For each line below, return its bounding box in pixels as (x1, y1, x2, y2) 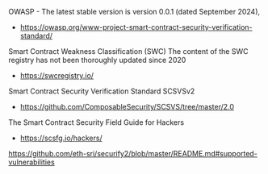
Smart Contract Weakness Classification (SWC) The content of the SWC (8, 47, 249, 56)
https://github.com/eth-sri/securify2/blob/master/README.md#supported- (8, 149, 258, 158)
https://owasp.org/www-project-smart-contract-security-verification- (19, 23, 253, 31)
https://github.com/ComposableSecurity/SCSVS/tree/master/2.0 (19, 102, 235, 111)
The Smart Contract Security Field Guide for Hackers (8, 118, 184, 127)
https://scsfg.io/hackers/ (19, 133, 103, 143)
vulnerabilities (8, 157, 55, 167)
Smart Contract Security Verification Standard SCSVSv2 (8, 86, 195, 96)
